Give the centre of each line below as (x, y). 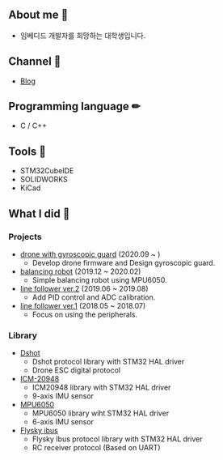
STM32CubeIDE (47, 171)
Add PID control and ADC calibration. (94, 297)
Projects (25, 236)
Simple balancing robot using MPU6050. (99, 279)
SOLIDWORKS (44, 180)
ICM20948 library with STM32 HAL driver (101, 388)
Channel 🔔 (35, 62)
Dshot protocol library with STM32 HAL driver (108, 362)
